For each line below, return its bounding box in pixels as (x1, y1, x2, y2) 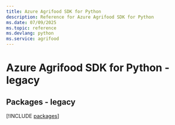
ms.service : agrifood (6, 36, 60, 42)
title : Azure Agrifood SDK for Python (6, 8, 101, 15)
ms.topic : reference (6, 25, 57, 31)
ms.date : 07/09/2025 (6, 19, 57, 25)
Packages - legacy (6, 97, 75, 107)
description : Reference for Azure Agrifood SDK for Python (6, 14, 154, 20)
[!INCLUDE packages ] (6, 113, 60, 119)
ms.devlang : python (6, 31, 54, 36)
